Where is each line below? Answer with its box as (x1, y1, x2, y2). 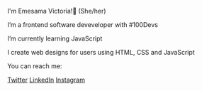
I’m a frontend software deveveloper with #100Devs (7, 21, 158, 28)
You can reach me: (7, 62, 62, 70)
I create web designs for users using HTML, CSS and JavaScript (7, 48, 195, 56)
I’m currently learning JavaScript (7, 34, 103, 43)
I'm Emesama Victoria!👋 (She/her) (7, 7, 106, 15)
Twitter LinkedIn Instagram (7, 75, 85, 84)
